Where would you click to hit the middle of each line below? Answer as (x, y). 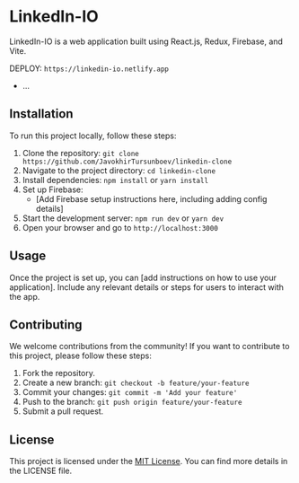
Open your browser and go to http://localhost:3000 (120, 227)
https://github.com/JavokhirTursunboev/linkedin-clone (127, 162)
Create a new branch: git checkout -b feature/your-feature (136, 382)
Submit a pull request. (63, 411)
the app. (25, 296)
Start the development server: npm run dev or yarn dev (123, 218)
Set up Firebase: (53, 189)
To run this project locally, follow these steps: (93, 136)
